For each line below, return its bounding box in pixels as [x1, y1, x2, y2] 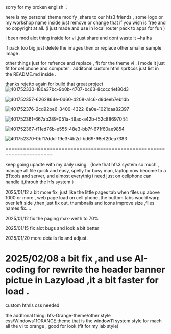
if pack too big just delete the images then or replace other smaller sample [5, 45, 162, 51]
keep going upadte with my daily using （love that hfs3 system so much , [5, 162, 159, 168]
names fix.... [5, 205, 32, 211]
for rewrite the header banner [37, 264, 165, 275]
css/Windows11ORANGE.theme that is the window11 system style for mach [5, 318, 162, 324]
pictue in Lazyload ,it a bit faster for [5, 275, 159, 287]
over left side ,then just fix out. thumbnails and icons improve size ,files [5, 200, 155, 206]
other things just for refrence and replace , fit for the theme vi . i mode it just [5, 60, 165, 66]
